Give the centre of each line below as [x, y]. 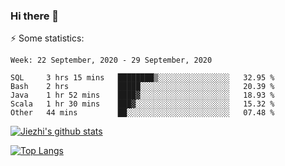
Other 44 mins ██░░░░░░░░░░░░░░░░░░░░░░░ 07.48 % [142, 113]
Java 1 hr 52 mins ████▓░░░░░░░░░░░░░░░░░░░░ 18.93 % [142, 95]
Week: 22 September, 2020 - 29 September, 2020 [111, 60]
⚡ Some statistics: [47, 38]
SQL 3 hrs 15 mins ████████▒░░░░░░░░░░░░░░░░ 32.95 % [142, 78]
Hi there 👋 [35, 16]
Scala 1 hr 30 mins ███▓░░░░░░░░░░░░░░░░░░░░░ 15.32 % [142, 104]
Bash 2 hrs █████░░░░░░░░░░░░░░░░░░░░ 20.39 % [142, 87]
